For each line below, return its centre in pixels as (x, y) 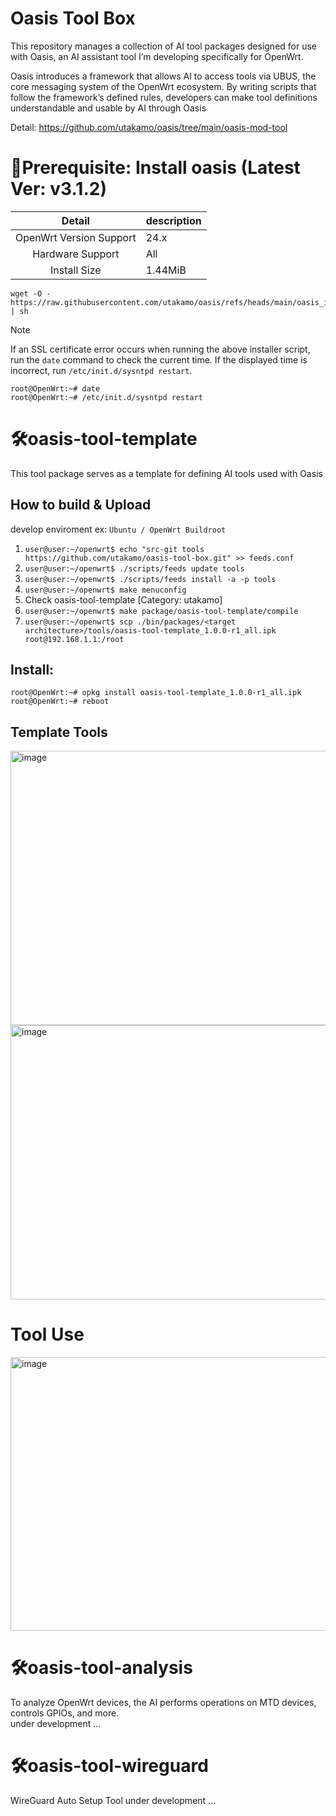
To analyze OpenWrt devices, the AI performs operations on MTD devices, (163, 1703)
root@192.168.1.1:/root (74, 639)
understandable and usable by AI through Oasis (108, 108)
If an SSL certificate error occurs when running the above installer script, (160, 349)
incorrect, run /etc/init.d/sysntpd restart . (101, 370)
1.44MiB (166, 270)
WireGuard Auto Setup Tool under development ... (113, 1801)
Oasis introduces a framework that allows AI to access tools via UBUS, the (163, 76)
